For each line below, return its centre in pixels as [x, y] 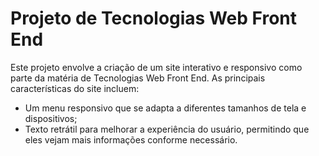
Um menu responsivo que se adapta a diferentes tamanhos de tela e [165, 108]
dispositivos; [51, 118]
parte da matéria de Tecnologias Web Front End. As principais [138, 78]
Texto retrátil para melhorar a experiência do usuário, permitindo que [167, 129]
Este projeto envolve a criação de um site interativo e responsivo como [156, 67]
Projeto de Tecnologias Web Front [153, 18]
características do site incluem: [75, 88]
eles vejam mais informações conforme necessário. [131, 139]
